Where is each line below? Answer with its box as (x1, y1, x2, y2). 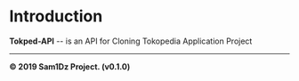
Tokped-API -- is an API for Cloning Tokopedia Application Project (9, 36, 253, 46)
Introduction (9, 6, 103, 27)
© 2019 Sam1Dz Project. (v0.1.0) (9, 61, 131, 72)
